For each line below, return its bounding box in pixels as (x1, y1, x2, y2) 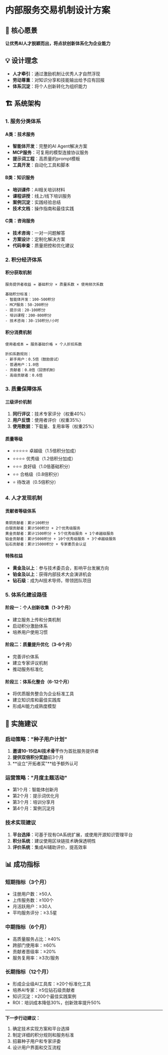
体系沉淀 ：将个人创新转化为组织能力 (12, 83, 87, 89)
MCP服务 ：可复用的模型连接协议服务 (12, 149, 89, 155)
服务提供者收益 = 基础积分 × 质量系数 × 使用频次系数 (5, 282, 104, 287)
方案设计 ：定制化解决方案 (12, 236, 65, 242)
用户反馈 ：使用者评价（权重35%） (12, 417, 84, 423)
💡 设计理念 (5, 56, 38, 65)
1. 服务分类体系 (5, 118, 41, 125)
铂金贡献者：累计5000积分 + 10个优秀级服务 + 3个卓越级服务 (5, 536, 116, 542)
